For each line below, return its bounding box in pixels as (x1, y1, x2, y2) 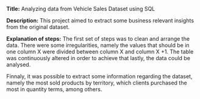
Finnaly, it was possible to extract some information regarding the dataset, (6, 73, 193, 80)
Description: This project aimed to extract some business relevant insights (6, 17, 194, 24)
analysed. (6, 61, 31, 68)
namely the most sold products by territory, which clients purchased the (6, 79, 187, 86)
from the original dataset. (6, 24, 70, 30)
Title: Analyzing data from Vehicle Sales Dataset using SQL (6, 5, 155, 12)
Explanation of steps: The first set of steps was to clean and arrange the (6, 35, 190, 42)
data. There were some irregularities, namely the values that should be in (6, 42, 190, 49)
